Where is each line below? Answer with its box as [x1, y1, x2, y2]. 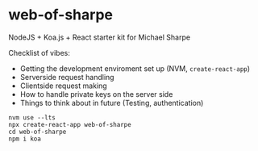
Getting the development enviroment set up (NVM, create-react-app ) [19, 63, 251, 73]
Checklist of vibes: [8, 48, 70, 57]
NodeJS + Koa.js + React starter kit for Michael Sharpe [8, 32, 191, 42]
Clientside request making [19, 81, 107, 90]
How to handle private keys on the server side [19, 89, 173, 99]
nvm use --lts [8, 113, 56, 122]
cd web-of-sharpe [8, 128, 67, 136]
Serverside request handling [19, 72, 114, 82]
